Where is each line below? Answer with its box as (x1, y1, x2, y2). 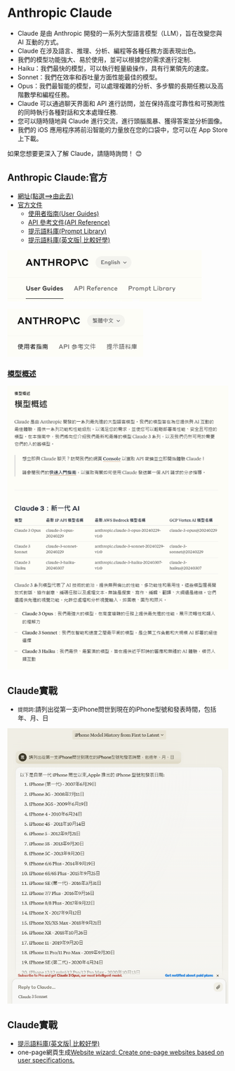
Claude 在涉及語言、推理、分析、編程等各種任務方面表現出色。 (17, 46, 200, 55)
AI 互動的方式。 (17, 37, 63, 46)
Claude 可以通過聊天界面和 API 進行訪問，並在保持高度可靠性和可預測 (17, 99, 220, 107)
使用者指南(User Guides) (27, 209, 100, 218)
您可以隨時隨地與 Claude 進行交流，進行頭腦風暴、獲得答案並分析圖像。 (17, 117, 227, 125)
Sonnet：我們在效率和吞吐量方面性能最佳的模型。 (17, 72, 161, 81)
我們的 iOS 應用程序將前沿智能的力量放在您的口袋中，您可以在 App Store (17, 125, 228, 134)
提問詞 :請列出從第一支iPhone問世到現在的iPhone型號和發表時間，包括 (17, 705, 217, 713)
